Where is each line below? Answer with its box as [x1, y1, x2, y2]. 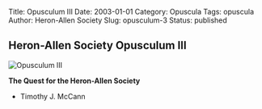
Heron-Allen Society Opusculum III [8, 39, 188, 52]
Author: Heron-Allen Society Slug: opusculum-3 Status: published [8, 15, 228, 25]
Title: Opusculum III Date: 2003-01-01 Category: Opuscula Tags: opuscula [8, 7, 255, 16]
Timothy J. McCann [19, 91, 87, 101]
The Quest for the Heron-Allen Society [8, 76, 141, 86]
